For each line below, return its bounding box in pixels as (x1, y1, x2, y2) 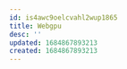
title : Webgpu (9, 22, 63, 30)
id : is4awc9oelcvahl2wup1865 (9, 13, 118, 22)
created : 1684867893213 (9, 47, 98, 56)
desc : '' (9, 30, 42, 39)
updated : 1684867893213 (9, 38, 98, 47)
